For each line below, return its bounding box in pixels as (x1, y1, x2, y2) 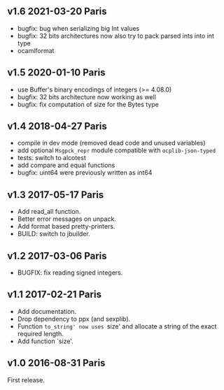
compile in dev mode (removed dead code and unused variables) (17, 139, 206, 147)
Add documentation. (17, 307, 77, 315)
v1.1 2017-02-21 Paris (7, 289, 101, 301)
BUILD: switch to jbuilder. (17, 230, 90, 238)
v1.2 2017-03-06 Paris (7, 250, 107, 261)
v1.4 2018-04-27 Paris (7, 120, 107, 132)
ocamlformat (17, 46, 55, 55)
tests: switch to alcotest (17, 154, 86, 162)
